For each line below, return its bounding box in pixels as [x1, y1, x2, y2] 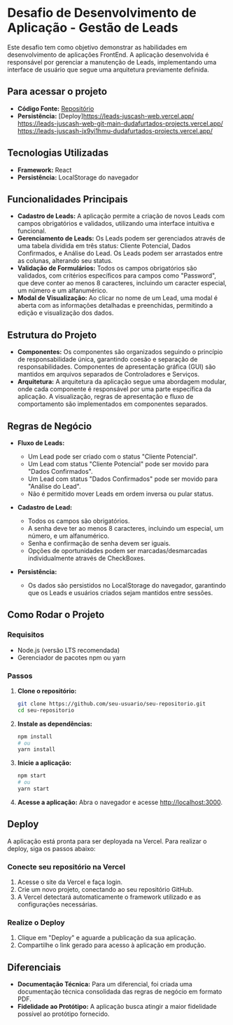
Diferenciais [7, 961, 62, 973]
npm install [17, 733, 52, 740]
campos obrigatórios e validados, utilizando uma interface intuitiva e [17, 219, 215, 228]
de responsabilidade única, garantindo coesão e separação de [17, 355, 198, 364]
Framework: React [17, 165, 72, 174]
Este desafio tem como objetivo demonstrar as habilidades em [7, 43, 188, 51]
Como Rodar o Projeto [7, 609, 105, 621]
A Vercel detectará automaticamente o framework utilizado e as [17, 892, 202, 902]
